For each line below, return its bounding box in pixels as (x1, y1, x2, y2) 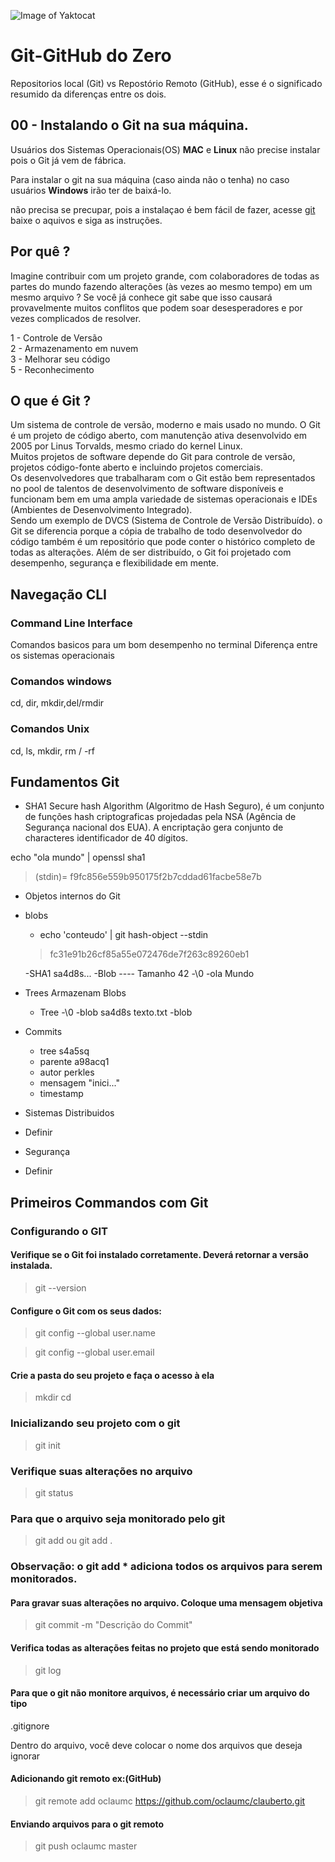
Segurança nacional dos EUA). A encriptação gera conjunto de (24, 821, 284, 834)
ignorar (10, 1750, 41, 1762)
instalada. (10, 1260, 53, 1272)
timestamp (39, 1088, 84, 1100)
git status (34, 1486, 74, 1499)
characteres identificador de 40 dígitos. (24, 832, 188, 844)
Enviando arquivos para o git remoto (10, 1818, 165, 1830)
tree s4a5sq (39, 1045, 90, 1057)
